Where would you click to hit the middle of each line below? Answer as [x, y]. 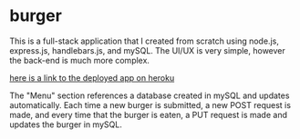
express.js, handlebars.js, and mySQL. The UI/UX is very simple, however [147, 50]
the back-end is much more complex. [80, 60]
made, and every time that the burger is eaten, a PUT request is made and [148, 114]
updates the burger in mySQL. [66, 124]
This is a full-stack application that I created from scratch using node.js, [145, 41]
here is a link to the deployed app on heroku [92, 77]
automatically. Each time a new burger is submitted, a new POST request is [150, 104]
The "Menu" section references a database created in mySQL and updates [150, 95]
